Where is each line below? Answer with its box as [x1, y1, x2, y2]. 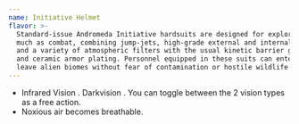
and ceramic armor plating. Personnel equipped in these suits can [16, 54, 273, 63]
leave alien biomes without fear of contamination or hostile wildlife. [16, 63, 293, 72]
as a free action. [21, 96, 81, 107]
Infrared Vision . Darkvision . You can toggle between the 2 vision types [21, 87, 285, 98]
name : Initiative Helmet [8, 12, 101, 22]
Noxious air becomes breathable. [21, 106, 144, 117]
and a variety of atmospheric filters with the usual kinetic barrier [16, 46, 285, 55]
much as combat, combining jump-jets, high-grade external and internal [16, 37, 293, 47]
